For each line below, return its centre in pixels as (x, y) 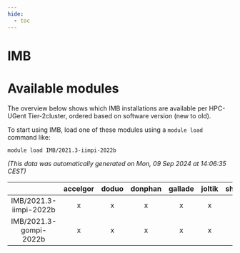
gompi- (34, 230)
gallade (181, 188)
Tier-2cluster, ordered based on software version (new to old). (119, 115)
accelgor (79, 188)
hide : (15, 14)
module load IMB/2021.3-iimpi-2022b (62, 150)
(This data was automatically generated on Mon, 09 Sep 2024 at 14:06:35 (117, 163)
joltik (210, 188)
